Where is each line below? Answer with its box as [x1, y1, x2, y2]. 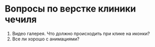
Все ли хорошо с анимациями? [12, 36, 80, 42]
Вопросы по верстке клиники [5, 3, 136, 15]
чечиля [5, 14, 37, 25]
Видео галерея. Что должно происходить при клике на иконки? [12, 30, 150, 36]
